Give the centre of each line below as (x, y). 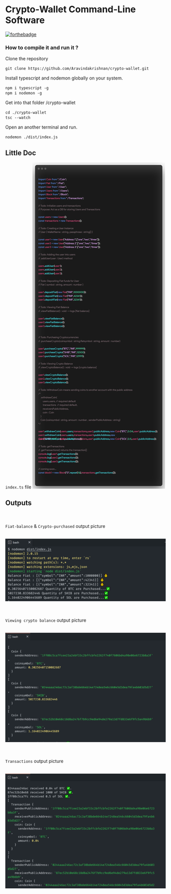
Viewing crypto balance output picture (46, 620)
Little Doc (21, 153)
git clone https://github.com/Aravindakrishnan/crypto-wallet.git (77, 69)
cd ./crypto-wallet (26, 113)
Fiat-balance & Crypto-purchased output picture (55, 526)
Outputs (19, 503)
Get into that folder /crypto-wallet (40, 103)
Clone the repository (27, 59)
